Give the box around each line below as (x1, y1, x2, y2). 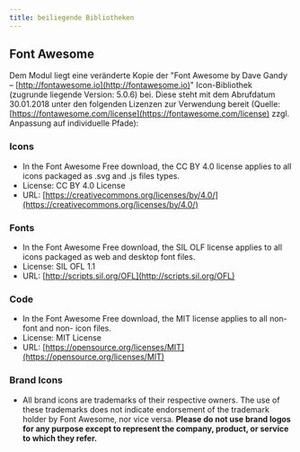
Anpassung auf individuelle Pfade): (9, 118, 139, 129)
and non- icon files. (39, 323, 112, 333)
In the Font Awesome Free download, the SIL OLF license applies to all (22, 242, 283, 253)
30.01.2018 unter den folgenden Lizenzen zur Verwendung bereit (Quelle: (9, 99, 281, 110)
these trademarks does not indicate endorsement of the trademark (22, 403, 269, 414)
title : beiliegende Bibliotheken (9, 13, 135, 22)
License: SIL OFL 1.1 (22, 261, 96, 272)
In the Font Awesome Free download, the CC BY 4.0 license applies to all (22, 161, 292, 172)
